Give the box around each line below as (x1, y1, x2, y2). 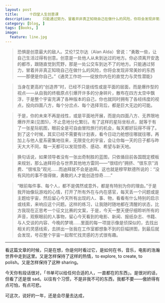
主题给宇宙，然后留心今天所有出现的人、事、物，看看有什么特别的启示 (17, 195, 160, 201)
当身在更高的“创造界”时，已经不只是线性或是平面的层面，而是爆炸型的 (17, 84, 159, 90)
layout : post (5, 7, 32, 12)
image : (5, 30, 19, 35)
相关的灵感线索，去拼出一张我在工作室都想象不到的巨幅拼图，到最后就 (17, 226, 160, 232)
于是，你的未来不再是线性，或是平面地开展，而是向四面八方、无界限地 (17, 113, 160, 119)
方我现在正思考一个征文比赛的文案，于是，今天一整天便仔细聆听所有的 (17, 207, 160, 213)
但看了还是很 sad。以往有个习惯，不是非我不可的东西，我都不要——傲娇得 (5, 276, 156, 282)
